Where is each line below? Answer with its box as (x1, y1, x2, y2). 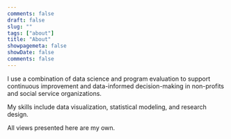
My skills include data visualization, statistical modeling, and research (7, 102, 207, 111)
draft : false (7, 17, 45, 24)
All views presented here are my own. (7, 123, 115, 132)
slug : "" (7, 23, 33, 30)
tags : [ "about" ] (7, 29, 54, 37)
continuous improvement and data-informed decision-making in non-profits (7, 81, 225, 90)
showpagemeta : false (7, 42, 67, 49)
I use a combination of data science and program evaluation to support (7, 74, 211, 83)
